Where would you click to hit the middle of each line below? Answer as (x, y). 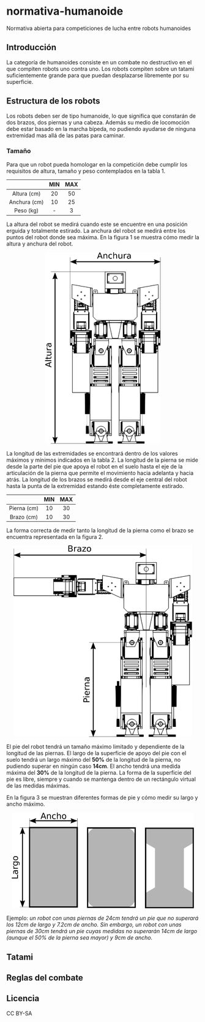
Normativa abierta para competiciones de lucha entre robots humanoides (99, 28)
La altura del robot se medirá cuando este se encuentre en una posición (97, 224)
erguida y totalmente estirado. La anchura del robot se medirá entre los (96, 230)
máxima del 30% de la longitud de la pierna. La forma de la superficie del (99, 773)
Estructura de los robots (53, 101)
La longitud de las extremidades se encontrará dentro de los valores (92, 453)
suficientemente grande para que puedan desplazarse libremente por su (98, 75)
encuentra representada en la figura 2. (55, 537)
